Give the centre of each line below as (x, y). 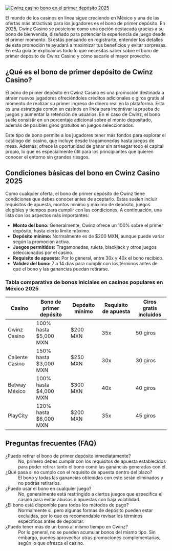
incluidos (150, 314)
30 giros (146, 360)
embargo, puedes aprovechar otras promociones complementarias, (89, 537)
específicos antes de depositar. (51, 521)
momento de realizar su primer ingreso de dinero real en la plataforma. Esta (85, 103)
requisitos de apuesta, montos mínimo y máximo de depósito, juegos (78, 204)
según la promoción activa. (41, 242)
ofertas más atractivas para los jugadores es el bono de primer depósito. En (85, 23)
